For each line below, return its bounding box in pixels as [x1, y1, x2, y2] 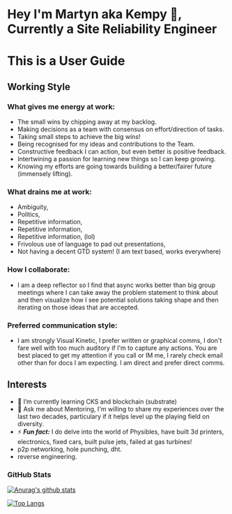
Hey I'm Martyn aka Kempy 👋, [7, 6, 183, 22]
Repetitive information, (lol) [17, 233, 95, 241]
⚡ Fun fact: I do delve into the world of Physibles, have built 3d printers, [17, 427, 224, 436]
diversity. [17, 419, 44, 428]
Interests [7, 379, 47, 390]
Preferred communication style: [7, 321, 118, 330]
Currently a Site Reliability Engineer [7, 21, 217, 37]
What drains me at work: [7, 186, 92, 196]
